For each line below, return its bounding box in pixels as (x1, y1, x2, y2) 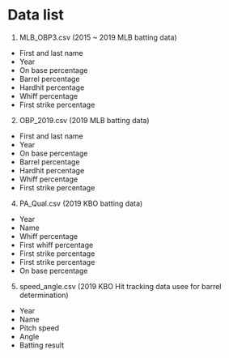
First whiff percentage (19, 240, 94, 249)
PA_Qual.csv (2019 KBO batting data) (19, 198, 143, 208)
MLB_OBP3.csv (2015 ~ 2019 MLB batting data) (19, 32, 177, 42)
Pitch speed (19, 322, 60, 333)
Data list (7, 6, 64, 24)
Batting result (19, 340, 65, 350)
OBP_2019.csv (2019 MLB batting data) (19, 115, 151, 125)
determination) (19, 290, 70, 300)
